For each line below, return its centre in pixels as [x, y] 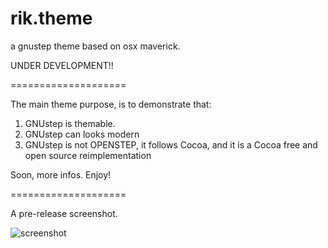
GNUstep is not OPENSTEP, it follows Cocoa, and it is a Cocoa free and [171, 144]
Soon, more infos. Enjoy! [61, 174]
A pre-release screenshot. [64, 213]
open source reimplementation [88, 155]
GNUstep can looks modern [82, 134]
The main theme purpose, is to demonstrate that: [111, 104]
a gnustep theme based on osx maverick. [95, 46]
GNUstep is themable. [70, 123]
